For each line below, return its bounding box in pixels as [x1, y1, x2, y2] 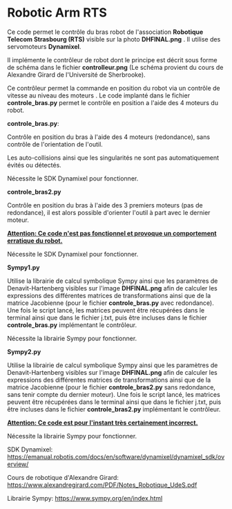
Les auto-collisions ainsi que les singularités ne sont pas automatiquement [7, 154, 220, 162]
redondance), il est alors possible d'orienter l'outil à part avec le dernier [7, 208, 211, 216]
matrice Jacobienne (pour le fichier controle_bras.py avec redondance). [7, 299, 214, 307]
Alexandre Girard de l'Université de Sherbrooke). [7, 71, 146, 79]
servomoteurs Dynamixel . [7, 42, 81, 50]
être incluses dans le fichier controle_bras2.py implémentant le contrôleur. [7, 405, 221, 413]
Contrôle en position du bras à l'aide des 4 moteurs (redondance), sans [7, 133, 211, 141]
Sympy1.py [7, 263, 40, 271]
